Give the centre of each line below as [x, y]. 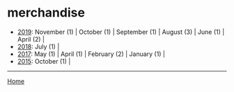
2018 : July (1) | [38, 46]
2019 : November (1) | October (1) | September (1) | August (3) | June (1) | [121, 32]
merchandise [46, 13]
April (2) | [31, 39]
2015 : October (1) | [44, 61]
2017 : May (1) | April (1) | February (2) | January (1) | [91, 54]
